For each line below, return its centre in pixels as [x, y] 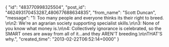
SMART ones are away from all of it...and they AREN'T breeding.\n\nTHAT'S [84, 34]
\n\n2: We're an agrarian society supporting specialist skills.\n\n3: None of [82, 23]
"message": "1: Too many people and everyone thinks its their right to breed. [84, 18]
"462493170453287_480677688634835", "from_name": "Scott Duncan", [81, 12]
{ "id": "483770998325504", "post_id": [46, 7]
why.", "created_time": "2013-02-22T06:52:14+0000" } [62, 39]
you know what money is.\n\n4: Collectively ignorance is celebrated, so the [83, 28]
